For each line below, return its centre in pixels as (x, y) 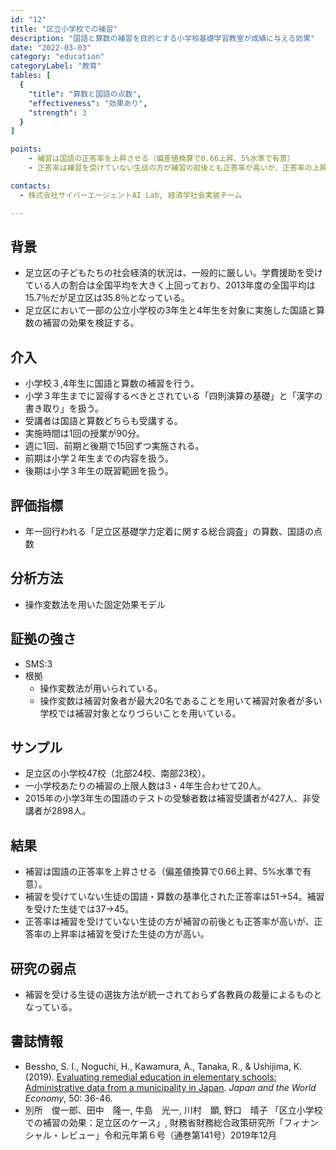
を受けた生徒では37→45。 (79, 909)
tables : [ (31, 76)
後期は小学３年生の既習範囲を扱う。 (99, 471)
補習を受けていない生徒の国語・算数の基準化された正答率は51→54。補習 (174, 897)
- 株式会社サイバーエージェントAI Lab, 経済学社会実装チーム (131, 195)
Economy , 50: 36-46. (68, 1098)
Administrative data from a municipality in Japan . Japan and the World (170, 1087)
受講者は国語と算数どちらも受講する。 (103, 421)
